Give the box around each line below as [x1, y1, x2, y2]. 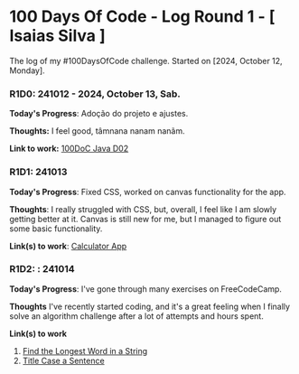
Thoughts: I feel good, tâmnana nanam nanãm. [9, 126, 185, 136]
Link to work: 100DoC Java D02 [9, 143, 129, 154]
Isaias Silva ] [9, 25, 106, 46]
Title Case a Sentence [22, 355, 106, 366]
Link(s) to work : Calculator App [9, 240, 127, 251]
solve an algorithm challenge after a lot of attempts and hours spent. [9, 310, 264, 322]
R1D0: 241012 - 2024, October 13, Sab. [9, 88, 181, 100]
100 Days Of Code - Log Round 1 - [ [9, 6, 276, 27]
